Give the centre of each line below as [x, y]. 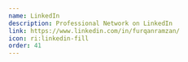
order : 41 [25, 46]
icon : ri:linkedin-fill [49, 38]
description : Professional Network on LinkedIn [91, 23]
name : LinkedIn [34, 16]
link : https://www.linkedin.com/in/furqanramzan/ [94, 31]
